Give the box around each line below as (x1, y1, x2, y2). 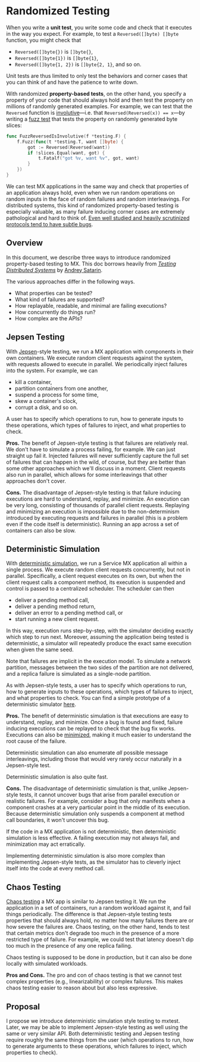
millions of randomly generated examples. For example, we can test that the (6, 102, 192, 110)
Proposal (6, 1001, 40, 1011)
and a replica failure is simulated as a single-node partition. (6, 670, 152, 677)
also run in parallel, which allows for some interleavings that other (6, 471, 168, 478)
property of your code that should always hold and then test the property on (6, 96, 193, 104)
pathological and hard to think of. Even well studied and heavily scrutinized (6, 214, 190, 221)
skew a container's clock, (14, 397, 77, 404)
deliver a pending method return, (14, 603, 96, 610)
